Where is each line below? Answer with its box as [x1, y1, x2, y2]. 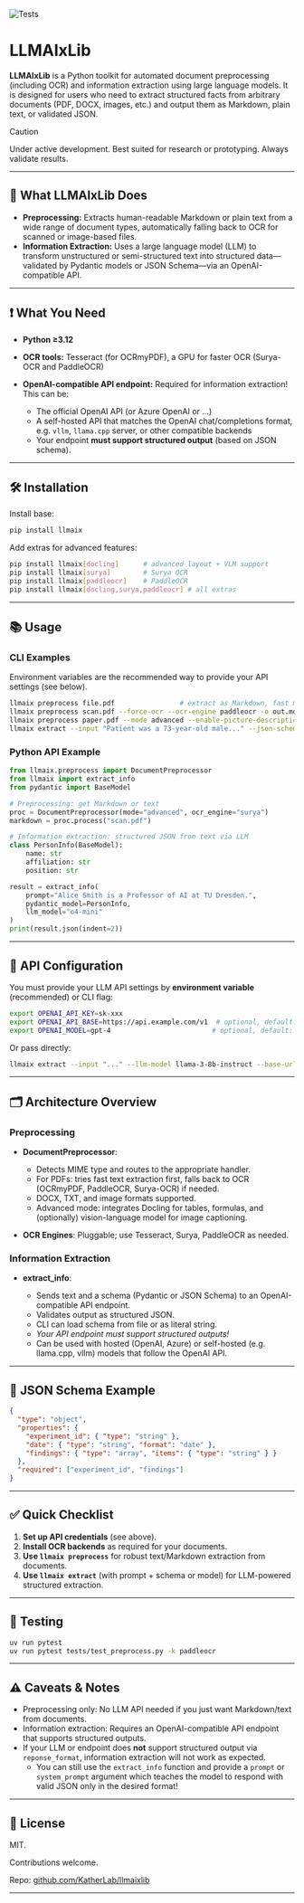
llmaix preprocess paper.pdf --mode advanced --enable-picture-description [9, 715, 301, 725]
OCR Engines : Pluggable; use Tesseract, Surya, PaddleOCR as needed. [22, 1230, 290, 1241]
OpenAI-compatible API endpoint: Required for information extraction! [22, 378, 289, 389]
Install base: [9, 508, 54, 519]
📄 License [9, 1815, 66, 1831]
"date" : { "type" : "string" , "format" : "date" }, [25, 1440, 217, 1449]
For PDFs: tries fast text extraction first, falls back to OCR [35, 1174, 250, 1185]
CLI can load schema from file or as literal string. [35, 1319, 217, 1330]
